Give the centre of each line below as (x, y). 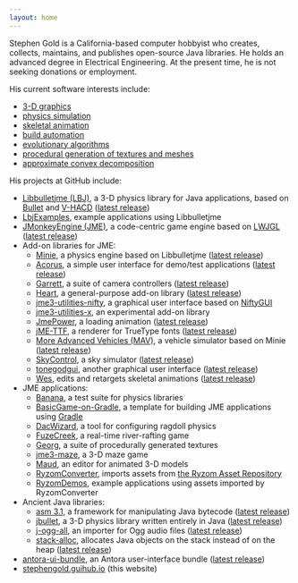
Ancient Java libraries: (64, 502)
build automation (53, 134)
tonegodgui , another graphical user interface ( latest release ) (147, 368)
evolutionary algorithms (66, 144)
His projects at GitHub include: (66, 181)
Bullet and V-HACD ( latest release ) (86, 207)
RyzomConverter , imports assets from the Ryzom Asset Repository (158, 473)
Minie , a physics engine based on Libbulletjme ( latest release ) (149, 255)
